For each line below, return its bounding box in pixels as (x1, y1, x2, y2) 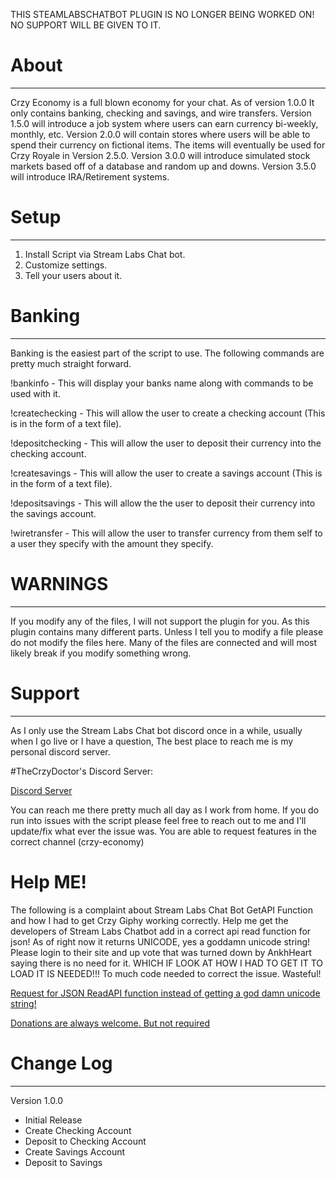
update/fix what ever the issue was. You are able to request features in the (10, 825, 318, 837)
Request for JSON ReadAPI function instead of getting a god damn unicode (10, 987, 321, 999)
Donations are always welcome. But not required (10, 1017, 211, 1029)
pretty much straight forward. (10, 357, 132, 369)
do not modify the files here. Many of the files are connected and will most (10, 636, 318, 648)
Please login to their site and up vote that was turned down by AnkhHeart (10, 946, 312, 958)
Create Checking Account (24, 1124, 132, 1136)
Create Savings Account (24, 1145, 126, 1158)
